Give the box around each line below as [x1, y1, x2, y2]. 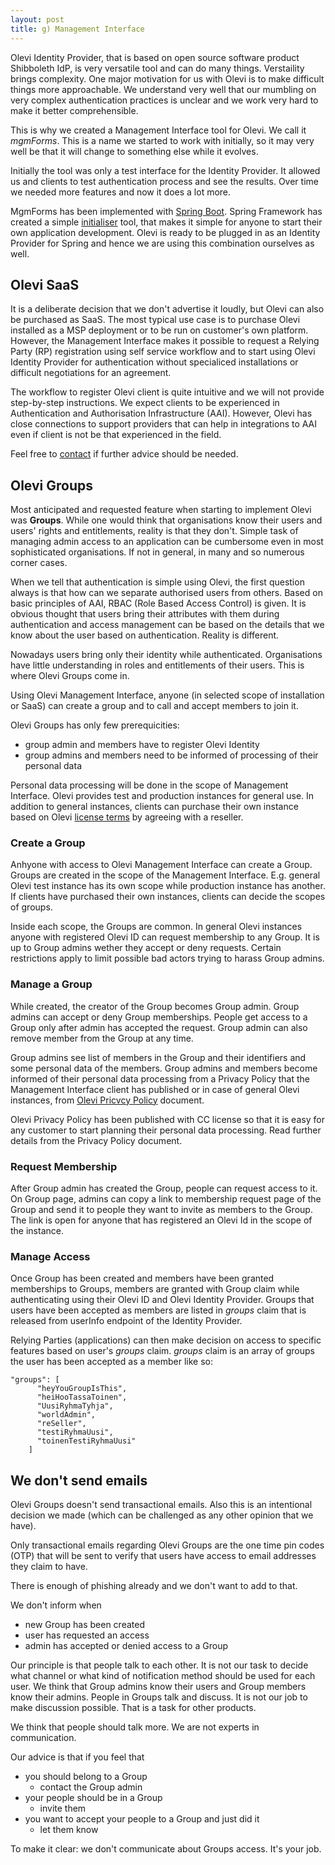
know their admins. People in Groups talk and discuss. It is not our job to [10, 1691, 308, 1703]
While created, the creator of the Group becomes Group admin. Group [10, 1000, 300, 1012]
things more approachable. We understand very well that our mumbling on [10, 83, 317, 95]
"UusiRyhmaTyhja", [36, 1401, 114, 1411]
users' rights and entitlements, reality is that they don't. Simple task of [10, 525, 299, 537]
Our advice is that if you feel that [10, 1751, 145, 1763]
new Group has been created [24, 1619, 145, 1631]
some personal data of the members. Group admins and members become [10, 1062, 318, 1074]
